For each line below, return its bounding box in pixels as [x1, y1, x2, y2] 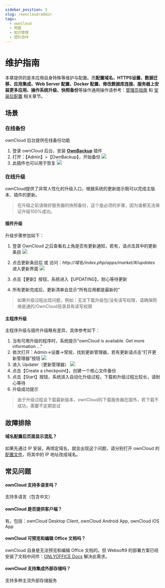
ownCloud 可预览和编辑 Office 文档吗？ [5, 535, 86, 541]
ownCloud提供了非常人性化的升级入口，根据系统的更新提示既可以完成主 [5, 185, 151, 191]
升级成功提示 [12, 386, 38, 392]
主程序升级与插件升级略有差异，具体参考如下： [5, 327, 100, 333]
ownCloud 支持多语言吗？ [5, 482, 58, 488]
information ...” [12, 344, 43, 349]
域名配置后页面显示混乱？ [5, 433, 57, 439]
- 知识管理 [9, 30, 29, 35]
